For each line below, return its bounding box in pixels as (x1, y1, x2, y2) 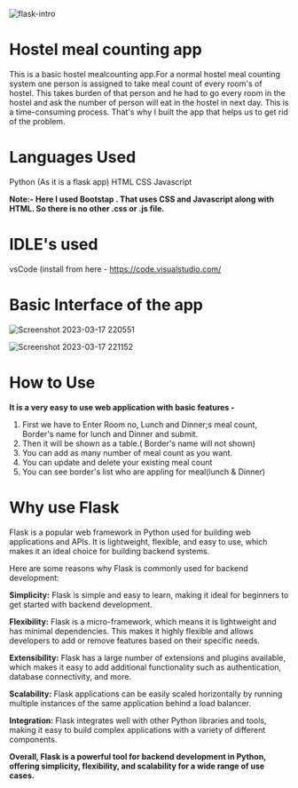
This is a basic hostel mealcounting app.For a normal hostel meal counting (9, 68, 281, 79)
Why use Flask (9, 497, 120, 517)
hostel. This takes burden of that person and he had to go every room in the (9, 87, 286, 98)
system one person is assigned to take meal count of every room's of (9, 78, 263, 89)
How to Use (9, 372, 96, 393)
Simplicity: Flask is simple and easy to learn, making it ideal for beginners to (9, 589, 289, 600)
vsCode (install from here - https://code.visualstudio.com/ (9, 263, 222, 275)
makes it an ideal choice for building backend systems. (9, 545, 210, 556)
